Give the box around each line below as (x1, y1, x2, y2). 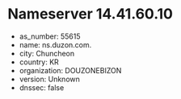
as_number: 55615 (19, 31, 81, 41)
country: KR (19, 57, 60, 67)
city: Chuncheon (19, 48, 75, 58)
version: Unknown (19, 74, 80, 84)
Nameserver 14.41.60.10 (7, 5, 173, 23)
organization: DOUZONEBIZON (19, 65, 122, 75)
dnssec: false (19, 82, 65, 93)
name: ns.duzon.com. (19, 39, 92, 49)
